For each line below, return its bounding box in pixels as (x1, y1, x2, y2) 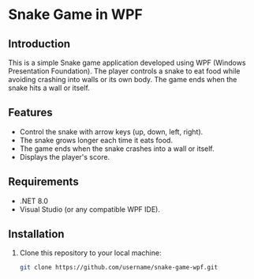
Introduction (8, 37, 71, 51)
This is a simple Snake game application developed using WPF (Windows (8, 58, 246, 67)
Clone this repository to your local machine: (19, 248, 162, 258)
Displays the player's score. (19, 152, 110, 161)
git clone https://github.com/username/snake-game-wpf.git (19, 263, 219, 272)
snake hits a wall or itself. (8, 83, 91, 92)
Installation (8, 228, 65, 241)
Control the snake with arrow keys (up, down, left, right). (19, 126, 204, 136)
